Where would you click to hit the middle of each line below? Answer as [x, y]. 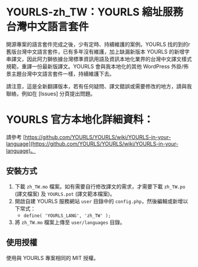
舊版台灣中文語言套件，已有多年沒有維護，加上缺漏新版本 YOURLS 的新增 [95, 51]
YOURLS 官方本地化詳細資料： [80, 120]
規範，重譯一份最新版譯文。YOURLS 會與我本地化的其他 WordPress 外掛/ [95, 66]
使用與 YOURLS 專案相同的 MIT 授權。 [52, 258]
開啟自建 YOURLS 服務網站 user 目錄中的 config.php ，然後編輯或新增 [99, 201]
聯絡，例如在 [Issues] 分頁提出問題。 [51, 93]
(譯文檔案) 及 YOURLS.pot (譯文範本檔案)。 [65, 194]
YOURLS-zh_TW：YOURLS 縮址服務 [95, 12]
